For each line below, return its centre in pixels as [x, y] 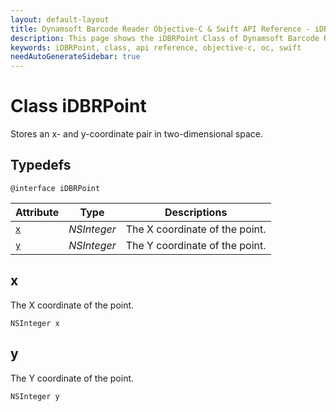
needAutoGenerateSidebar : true [75, 57]
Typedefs [41, 165]
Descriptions [196, 212]
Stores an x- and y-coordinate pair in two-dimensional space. [137, 134]
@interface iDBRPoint [55, 188]
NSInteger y [35, 396]
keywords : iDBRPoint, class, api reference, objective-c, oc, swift [156, 47]
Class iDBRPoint [78, 106]
